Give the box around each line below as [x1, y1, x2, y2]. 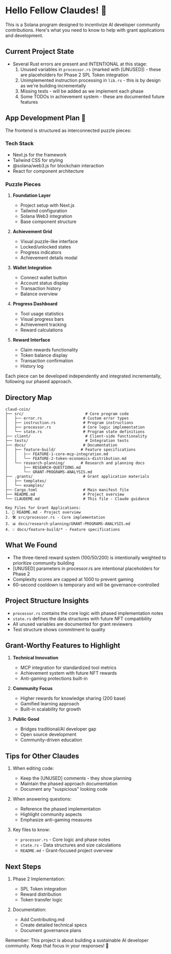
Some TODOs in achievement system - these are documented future [20, 93, 165, 99]
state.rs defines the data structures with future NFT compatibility [12, 615, 152, 622]
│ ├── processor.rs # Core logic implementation [5, 425, 145, 430]
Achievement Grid [12, 229, 53, 235]
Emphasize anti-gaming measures [20, 817, 92, 823]
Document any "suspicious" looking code [20, 786, 108, 792]
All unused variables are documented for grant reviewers [12, 621, 133, 627]
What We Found [5, 541, 57, 549]
